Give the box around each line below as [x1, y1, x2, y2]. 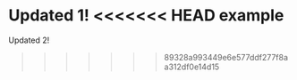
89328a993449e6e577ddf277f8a [164, 52, 288, 62]
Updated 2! [8, 35, 50, 45]
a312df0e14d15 [164, 61, 220, 72]
